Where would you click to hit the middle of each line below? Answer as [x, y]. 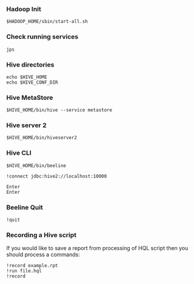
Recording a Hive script [42, 235]
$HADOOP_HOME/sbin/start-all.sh [47, 22]
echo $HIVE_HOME [27, 77]
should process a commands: [43, 255]
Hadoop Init [24, 9]
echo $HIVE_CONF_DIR [32, 82]
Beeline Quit [25, 207]
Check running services [42, 37]
